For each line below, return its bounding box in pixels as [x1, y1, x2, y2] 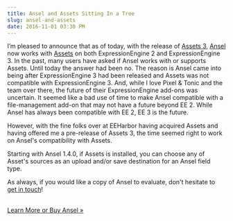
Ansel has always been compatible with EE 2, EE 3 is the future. [7, 108, 189, 116]
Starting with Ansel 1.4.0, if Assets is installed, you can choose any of [7, 150, 205, 158]
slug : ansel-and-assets [7, 17, 76, 24]
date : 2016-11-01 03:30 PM [7, 23, 85, 30]
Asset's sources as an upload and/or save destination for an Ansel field [7, 157, 211, 166]
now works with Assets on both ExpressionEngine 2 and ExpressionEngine [7, 49, 221, 58]
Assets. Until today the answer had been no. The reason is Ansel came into [7, 64, 222, 73]
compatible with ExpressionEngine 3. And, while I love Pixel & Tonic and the [7, 79, 223, 87]
